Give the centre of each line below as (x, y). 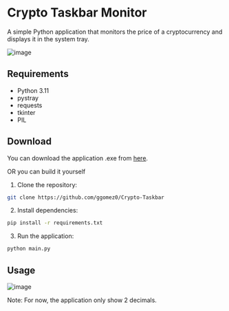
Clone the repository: (47, 184)
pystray (28, 98)
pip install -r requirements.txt (55, 223)
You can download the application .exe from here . (78, 158)
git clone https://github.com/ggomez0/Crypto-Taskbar (86, 197)
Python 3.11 (33, 90)
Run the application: (45, 236)
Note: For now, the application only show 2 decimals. (82, 300)
